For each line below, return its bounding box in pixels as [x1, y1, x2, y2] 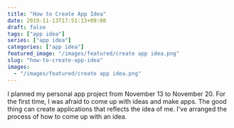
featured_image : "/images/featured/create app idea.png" [7, 50, 180, 58]
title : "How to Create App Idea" [7, 10, 107, 18]
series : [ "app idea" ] [7, 37, 72, 44]
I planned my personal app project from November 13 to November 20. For [7, 90, 226, 98]
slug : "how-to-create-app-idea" [7, 57, 103, 64]
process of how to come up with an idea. [7, 112, 127, 121]
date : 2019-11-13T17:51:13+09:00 [7, 17, 107, 24]
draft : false [7, 23, 46, 31]
